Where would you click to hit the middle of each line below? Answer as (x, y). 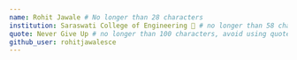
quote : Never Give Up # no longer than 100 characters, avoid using (138, 34)
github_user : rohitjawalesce (63, 42)
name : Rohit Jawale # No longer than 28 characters (106, 17)
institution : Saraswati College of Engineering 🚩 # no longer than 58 (142, 26)
